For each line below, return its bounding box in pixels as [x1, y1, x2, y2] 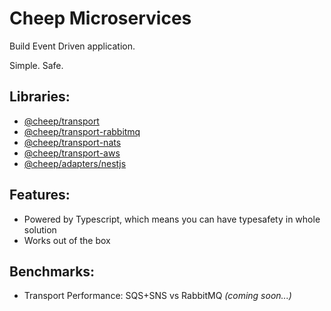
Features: [9, 187, 71, 204]
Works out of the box [23, 234, 111, 246]
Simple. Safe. [9, 59, 64, 71]
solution [23, 223, 57, 236]
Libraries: [9, 88, 71, 106]
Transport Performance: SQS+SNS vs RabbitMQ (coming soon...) [23, 290, 292, 302]
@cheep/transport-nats [23, 136, 122, 148]
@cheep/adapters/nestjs [23, 157, 127, 169]
